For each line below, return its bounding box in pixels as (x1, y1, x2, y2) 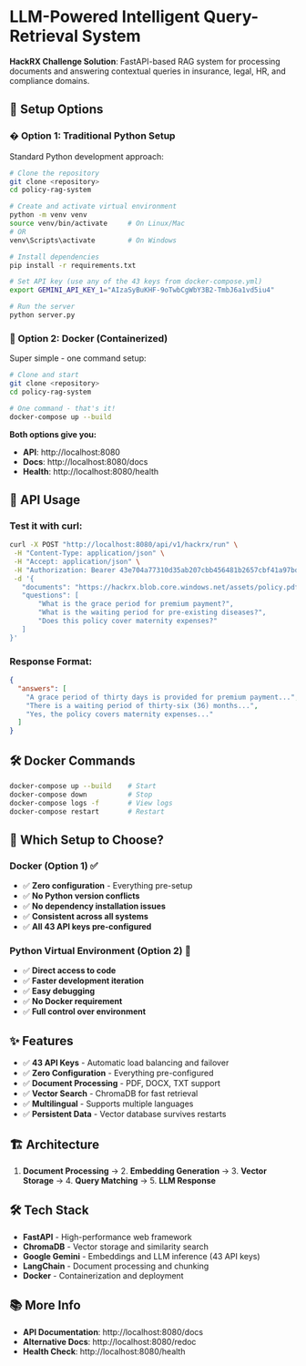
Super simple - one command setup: (9, 353, 148, 364)
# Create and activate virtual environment (9, 202, 178, 211)
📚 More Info (9, 1298, 81, 1313)
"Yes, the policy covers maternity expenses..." (25, 709, 214, 719)
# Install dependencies (9, 252, 100, 262)
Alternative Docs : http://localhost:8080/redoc (22, 1336, 197, 1347)
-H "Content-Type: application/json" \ (13, 549, 166, 558)
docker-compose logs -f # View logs (9, 798, 173, 807)
